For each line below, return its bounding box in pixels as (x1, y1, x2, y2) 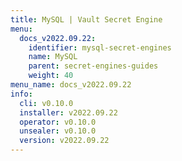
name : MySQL (28, 52, 78, 62)
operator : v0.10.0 (19, 117, 97, 127)
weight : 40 (28, 71, 74, 81)
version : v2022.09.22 (19, 136, 110, 146)
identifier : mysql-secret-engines (28, 42, 172, 53)
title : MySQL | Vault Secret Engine (10, 14, 163, 25)
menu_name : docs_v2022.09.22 (10, 80, 132, 90)
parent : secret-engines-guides (28, 61, 159, 71)
